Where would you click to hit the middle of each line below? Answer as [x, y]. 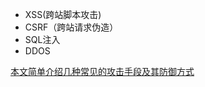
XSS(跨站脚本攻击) [63, 14]
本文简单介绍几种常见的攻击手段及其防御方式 [102, 71]
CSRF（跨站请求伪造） [71, 27]
